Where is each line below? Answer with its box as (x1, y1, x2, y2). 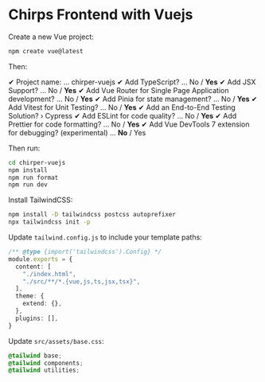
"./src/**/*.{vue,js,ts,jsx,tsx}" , (22, 277, 141, 286)
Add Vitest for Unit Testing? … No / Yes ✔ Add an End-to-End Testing (8, 102, 236, 112)
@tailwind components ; (8, 359, 84, 367)
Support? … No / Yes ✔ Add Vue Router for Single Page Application (8, 85, 229, 95)
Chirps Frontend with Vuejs (8, 6, 193, 24)
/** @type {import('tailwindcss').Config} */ (8, 248, 162, 256)
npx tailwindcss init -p (8, 218, 91, 226)
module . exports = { (8, 255, 73, 263)
